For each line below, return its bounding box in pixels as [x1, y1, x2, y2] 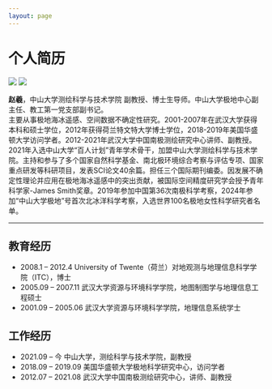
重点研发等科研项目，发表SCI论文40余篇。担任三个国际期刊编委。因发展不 [8, 165, 257, 175]
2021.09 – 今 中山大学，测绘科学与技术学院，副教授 [19, 352, 192, 361]
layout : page [8, 11, 53, 20]
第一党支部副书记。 [43, 105, 108, 114]
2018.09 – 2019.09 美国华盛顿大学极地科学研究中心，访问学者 [19, 362, 225, 372]
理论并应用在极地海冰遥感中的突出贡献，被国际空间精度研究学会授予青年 [22, 175, 264, 185]
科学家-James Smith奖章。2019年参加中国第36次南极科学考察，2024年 [8, 186, 247, 195]
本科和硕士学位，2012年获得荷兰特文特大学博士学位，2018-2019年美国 [8, 125, 244, 135]
